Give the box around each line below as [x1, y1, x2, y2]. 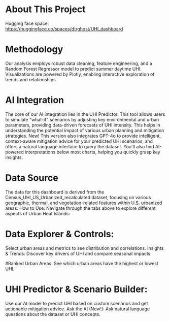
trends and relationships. [5, 76, 57, 82]
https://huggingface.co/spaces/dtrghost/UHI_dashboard [5, 25, 123, 31]
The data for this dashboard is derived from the [5, 189, 105, 195]
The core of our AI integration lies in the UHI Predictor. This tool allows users [5, 111, 165, 117]
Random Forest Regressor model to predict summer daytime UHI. [5, 66, 142, 72]
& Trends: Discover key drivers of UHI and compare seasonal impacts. [5, 250, 152, 256]
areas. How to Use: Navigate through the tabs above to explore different [5, 205, 156, 211]
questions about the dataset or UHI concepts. [5, 311, 100, 317]
